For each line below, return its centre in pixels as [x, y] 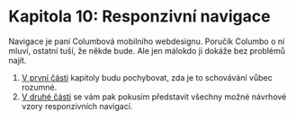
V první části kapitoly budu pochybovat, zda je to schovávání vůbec [147, 77]
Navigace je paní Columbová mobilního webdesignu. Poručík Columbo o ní [147, 41]
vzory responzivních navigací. [77, 106]
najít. [18, 60]
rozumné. [39, 87]
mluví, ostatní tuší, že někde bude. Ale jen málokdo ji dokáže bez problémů [147, 50]
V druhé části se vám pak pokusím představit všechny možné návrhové [154, 97]
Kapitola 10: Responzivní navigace [139, 17]
